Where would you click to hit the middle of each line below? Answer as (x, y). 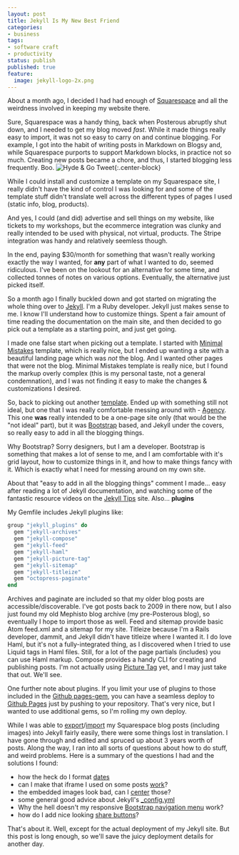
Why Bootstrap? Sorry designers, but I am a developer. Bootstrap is (106, 446)
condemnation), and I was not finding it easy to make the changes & (107, 381)
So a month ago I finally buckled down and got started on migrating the (112, 299)
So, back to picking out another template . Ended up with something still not (118, 402)
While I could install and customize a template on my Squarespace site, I (113, 181)
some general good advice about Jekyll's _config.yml (96, 800)
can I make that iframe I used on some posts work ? (93, 785)
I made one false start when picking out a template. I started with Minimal (115, 343)
